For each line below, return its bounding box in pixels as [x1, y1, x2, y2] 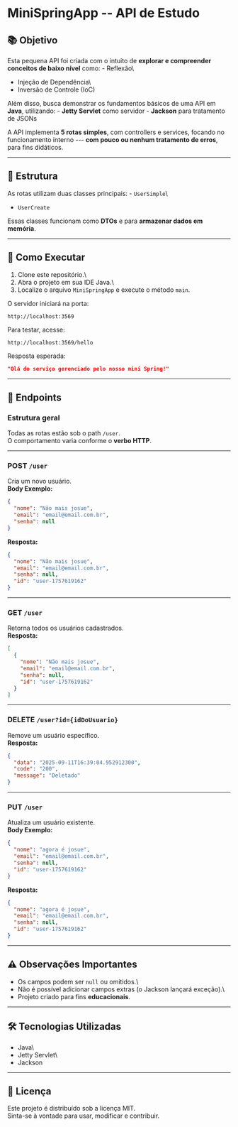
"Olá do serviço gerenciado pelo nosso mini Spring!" [7, 365, 170, 372]
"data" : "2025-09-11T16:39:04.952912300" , [13, 758, 141, 766]
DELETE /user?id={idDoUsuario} [7, 715, 118, 725]
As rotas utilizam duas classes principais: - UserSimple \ [7, 189, 169, 197]
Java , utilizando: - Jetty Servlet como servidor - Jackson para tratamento [7, 107, 225, 115]
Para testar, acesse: [7, 325, 65, 334]
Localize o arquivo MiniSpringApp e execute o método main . [17, 285, 191, 294]
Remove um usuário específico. [7, 731, 100, 739]
